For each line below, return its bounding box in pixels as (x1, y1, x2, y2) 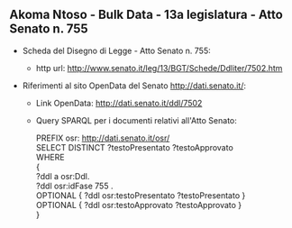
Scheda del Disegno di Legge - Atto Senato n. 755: (22, 45, 211, 56)
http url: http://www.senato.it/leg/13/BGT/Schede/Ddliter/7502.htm (35, 62, 283, 73)
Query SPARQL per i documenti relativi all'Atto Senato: (35, 114, 237, 125)
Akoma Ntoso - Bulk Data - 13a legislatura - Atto (9, 7, 284, 23)
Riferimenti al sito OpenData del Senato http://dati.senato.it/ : (22, 80, 246, 91)
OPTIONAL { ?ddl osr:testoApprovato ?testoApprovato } (35, 199, 242, 210)
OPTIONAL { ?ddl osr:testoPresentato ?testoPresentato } (35, 189, 246, 201)
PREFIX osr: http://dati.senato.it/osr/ (35, 132, 170, 143)
